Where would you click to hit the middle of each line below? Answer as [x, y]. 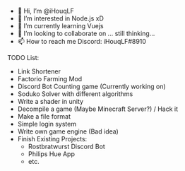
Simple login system [47, 124]
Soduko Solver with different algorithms [75, 94]
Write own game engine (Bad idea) [68, 131]
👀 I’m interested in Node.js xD [60, 18]
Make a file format [44, 116]
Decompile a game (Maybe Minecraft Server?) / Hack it [98, 109]
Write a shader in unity [50, 101]
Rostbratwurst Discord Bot [67, 146]
